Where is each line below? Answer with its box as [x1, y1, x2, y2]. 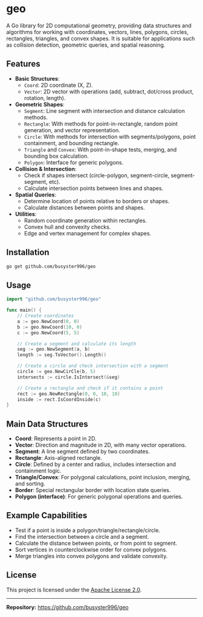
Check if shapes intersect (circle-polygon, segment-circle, [24, 172, 170, 179]
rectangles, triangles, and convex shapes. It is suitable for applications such [6, 35, 195, 42]
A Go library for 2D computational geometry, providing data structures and [6, 22, 192, 29]
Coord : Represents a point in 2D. [14, 435, 97, 442]
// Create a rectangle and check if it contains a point [17, 385, 164, 391]
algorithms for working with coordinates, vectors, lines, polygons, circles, [6, 28, 189, 35]
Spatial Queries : [14, 190, 56, 198]
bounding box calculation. [24, 152, 89, 160]
